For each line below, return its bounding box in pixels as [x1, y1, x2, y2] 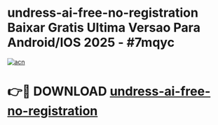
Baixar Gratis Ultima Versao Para [7, 20, 201, 36]
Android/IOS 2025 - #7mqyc [7, 35, 175, 50]
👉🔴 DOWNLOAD [7, 84, 107, 99]
